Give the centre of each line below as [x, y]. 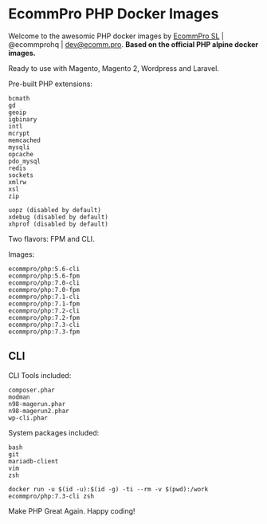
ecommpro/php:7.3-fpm [44, 332]
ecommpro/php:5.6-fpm [44, 276]
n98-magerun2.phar [39, 411]
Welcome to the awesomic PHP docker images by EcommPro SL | [116, 36]
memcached [25, 140]
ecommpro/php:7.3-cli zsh [51, 496]
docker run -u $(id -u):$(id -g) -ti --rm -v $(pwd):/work [108, 489]
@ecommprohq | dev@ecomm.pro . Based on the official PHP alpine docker [133, 44]
